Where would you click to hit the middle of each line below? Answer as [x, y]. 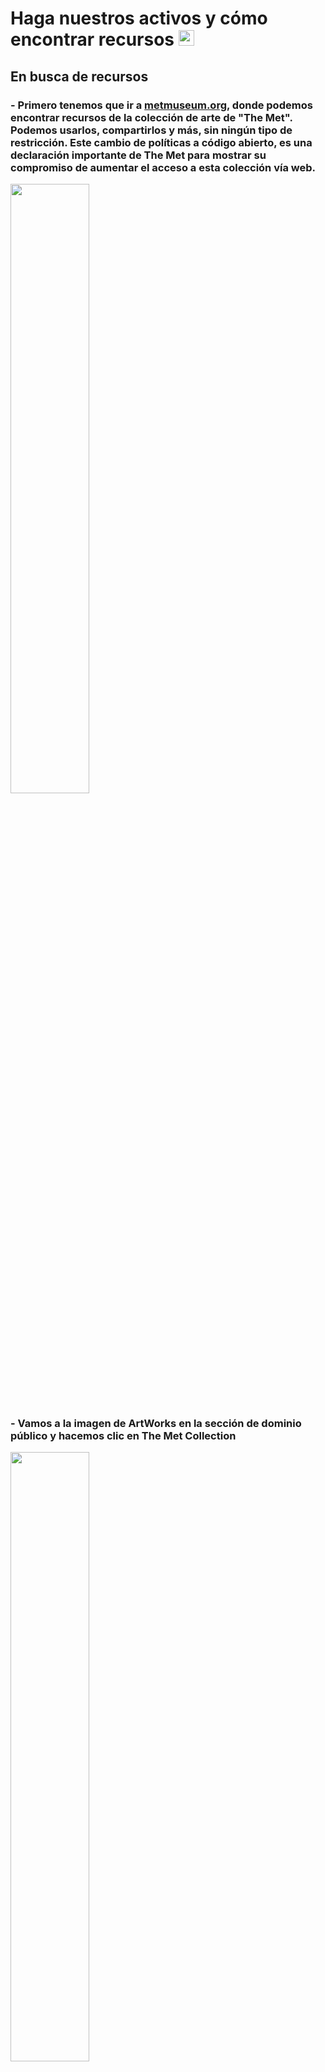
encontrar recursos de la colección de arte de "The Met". [151, 117]
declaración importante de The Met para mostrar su [138, 155]
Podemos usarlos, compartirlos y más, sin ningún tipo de [151, 130]
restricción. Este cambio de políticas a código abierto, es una [161, 142]
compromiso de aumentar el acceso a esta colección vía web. [163, 167]
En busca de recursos [79, 76]
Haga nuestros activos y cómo [139, 18]
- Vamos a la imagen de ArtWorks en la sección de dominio [156, 1423]
